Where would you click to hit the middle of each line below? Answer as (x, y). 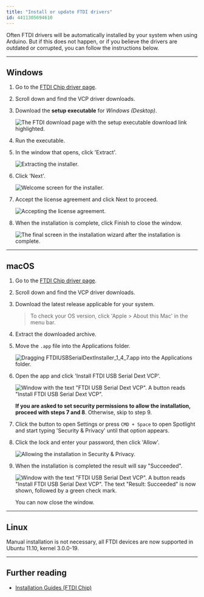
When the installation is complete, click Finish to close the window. (98, 223)
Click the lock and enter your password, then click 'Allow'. (87, 442)
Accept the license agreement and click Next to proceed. (86, 200)
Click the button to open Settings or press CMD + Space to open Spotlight (105, 424)
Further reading (36, 573)
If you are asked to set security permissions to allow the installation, (103, 406)
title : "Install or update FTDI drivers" (59, 12)
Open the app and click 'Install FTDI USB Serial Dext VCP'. (88, 376)
